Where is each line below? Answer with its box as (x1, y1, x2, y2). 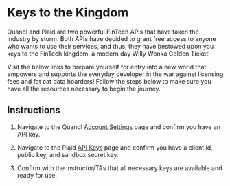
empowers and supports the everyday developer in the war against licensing (7, 70, 224, 78)
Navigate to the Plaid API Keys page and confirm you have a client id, (16, 143, 213, 152)
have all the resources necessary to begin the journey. (7, 84, 161, 93)
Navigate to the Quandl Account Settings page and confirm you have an (16, 122, 221, 131)
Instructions (7, 104, 60, 116)
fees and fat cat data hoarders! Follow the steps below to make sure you (7, 77, 211, 85)
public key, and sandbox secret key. (16, 150, 119, 159)
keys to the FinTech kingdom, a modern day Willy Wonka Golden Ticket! (7, 49, 211, 58)
